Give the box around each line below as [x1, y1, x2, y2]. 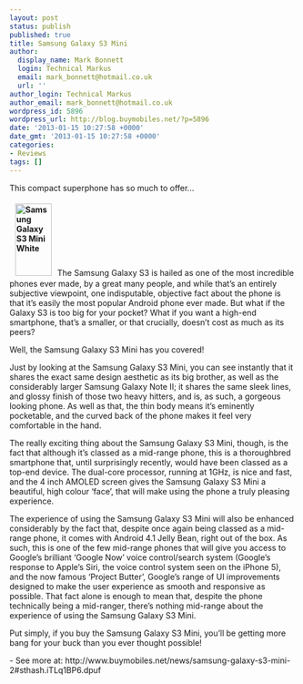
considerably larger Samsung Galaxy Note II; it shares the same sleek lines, [9, 381, 292, 392]
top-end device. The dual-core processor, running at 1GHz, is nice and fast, [9, 466, 293, 477]
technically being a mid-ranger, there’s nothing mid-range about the [9, 600, 264, 611]
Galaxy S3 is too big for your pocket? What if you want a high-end [9, 307, 258, 318]
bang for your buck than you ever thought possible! [9, 637, 202, 648]
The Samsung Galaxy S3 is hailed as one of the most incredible [57, 267, 294, 278]
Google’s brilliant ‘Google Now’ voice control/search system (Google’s [9, 552, 271, 563]
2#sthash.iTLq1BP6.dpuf [9, 664, 102, 675]
